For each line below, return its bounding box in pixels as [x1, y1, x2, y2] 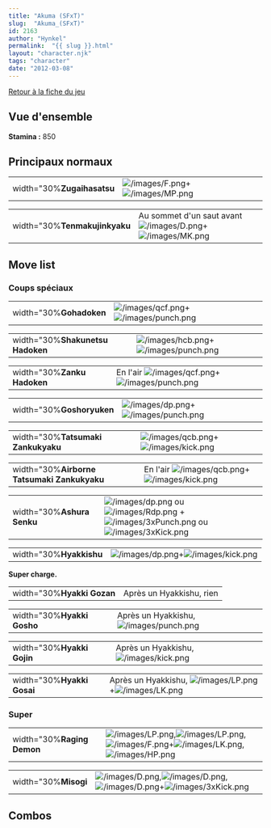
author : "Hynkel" [8, 34, 67, 43]
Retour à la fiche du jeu [8, 87, 85, 96]
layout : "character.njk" [8, 49, 92, 57]
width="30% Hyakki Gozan [12, 588, 115, 599]
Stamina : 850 [8, 131, 56, 142]
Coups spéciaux [8, 282, 74, 294]
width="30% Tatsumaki [12, 432, 102, 443]
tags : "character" [8, 57, 70, 65]
